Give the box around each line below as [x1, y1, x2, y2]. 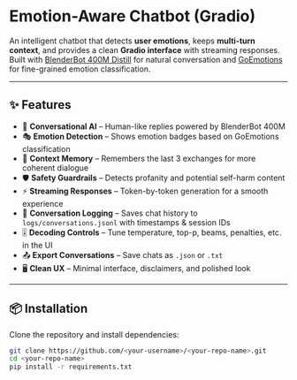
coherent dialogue [21, 162, 89, 173]
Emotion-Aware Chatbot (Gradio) [9, 6, 256, 27]
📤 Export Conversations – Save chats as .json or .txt [21, 249, 224, 260]
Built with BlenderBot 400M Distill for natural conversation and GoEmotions [9, 54, 283, 65]
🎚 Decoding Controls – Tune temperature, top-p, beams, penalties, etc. [21, 227, 282, 238]
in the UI [21, 239, 53, 250]
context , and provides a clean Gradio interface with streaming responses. [9, 44, 280, 55]
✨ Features [9, 97, 72, 112]
